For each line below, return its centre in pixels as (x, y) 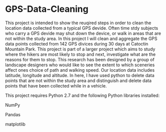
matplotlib (15, 124)
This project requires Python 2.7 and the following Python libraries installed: (83, 95)
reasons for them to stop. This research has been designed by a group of (80, 59)
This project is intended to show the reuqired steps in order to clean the (78, 23)
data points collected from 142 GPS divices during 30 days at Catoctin (77, 44)
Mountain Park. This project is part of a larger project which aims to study (80, 49)
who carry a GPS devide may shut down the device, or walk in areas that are (83, 33)
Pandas (13, 114)
